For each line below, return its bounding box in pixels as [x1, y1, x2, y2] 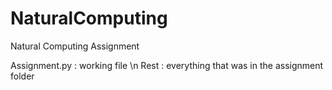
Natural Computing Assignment [10, 40, 140, 52]
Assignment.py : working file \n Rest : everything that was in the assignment [10, 59, 324, 71]
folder [10, 70, 35, 82]
